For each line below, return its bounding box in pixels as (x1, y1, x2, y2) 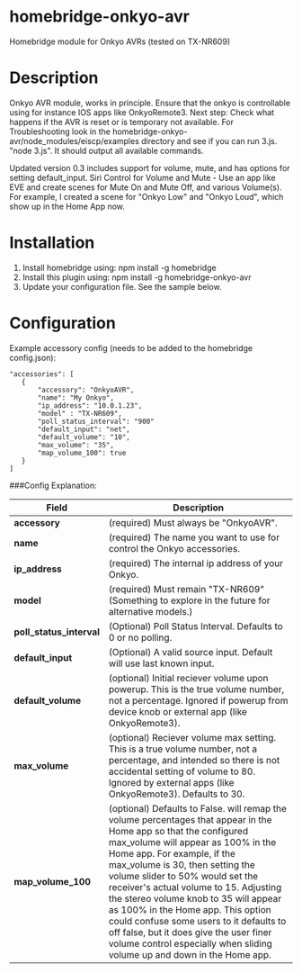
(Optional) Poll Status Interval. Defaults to (108, 619, 283, 632)
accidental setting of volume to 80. (108, 765, 256, 778)
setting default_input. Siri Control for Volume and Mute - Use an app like (9, 172, 276, 183)
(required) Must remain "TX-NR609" (108, 582, 265, 595)
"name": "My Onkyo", (37, 393, 115, 402)
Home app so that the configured (108, 824, 249, 837)
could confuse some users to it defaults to (108, 914, 287, 927)
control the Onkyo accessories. (108, 542, 241, 554)
